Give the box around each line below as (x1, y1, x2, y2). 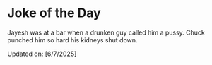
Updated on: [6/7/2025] (7, 49, 77, 58)
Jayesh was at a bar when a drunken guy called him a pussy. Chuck (7, 28, 205, 37)
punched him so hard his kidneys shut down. (7, 35, 138, 44)
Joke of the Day (7, 5, 101, 21)
